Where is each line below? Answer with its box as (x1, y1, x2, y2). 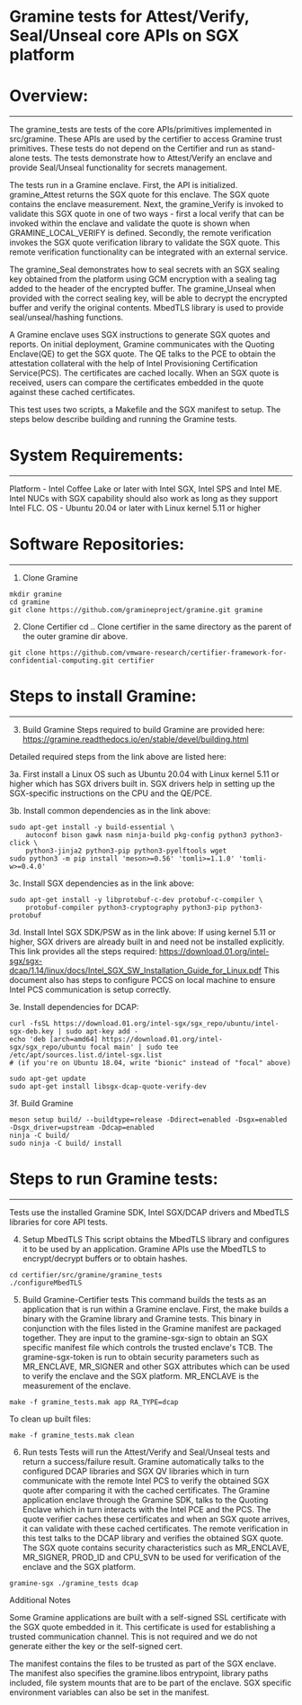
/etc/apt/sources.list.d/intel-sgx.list (9, 1051, 164, 1060)
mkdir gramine (9, 590, 63, 599)
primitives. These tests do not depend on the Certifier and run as (9, 143, 250, 154)
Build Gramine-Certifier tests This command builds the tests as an (22, 1294, 267, 1304)
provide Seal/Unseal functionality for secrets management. (9, 162, 227, 173)
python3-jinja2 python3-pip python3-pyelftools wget (25, 846, 227, 855)
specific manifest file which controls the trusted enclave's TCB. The (22, 1341, 273, 1352)
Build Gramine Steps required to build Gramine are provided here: (22, 724, 265, 735)
